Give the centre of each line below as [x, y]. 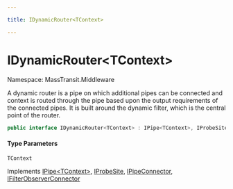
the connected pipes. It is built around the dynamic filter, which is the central [117, 108]
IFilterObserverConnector [44, 179]
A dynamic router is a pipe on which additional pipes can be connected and [115, 93]
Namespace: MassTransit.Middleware [61, 79]
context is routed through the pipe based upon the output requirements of [113, 100]
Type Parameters [33, 144]
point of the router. [34, 115]
